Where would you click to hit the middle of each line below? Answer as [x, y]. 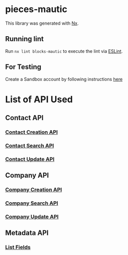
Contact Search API [30, 145]
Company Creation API [34, 190]
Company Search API [32, 203]
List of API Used [39, 99]
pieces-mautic [36, 9]
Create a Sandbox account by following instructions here [64, 79]
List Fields [18, 247]
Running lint [25, 39]
